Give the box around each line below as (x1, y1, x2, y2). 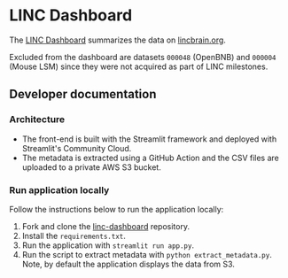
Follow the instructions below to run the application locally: (9, 204, 224, 214)
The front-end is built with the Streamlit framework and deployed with (21, 134, 277, 144)
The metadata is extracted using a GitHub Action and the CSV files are (21, 152, 279, 163)
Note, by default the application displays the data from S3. (21, 259, 235, 269)
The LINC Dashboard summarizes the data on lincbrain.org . (9, 35, 226, 45)
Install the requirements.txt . (21, 230, 126, 241)
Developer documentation (9, 87, 157, 102)
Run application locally (9, 183, 110, 196)
